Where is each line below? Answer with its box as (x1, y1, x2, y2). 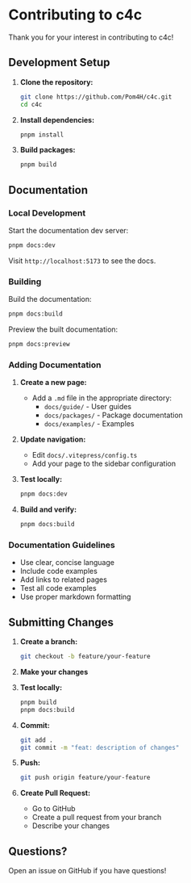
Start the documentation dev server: (8, 225, 129, 235)
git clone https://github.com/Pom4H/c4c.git (19, 93, 172, 101)
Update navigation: (19, 434, 86, 445)
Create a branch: (19, 637, 78, 647)
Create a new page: (19, 378, 87, 387)
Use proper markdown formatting (19, 592, 131, 602)
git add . (19, 736, 54, 744)
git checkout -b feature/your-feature (19, 652, 151, 661)
